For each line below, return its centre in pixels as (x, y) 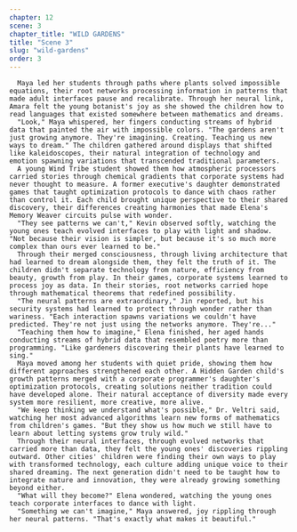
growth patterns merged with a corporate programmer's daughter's (135, 379)
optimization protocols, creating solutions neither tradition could (141, 387)
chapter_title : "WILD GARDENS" (67, 34)
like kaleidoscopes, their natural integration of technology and (135, 153)
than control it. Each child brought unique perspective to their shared (149, 200)
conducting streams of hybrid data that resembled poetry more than (139, 340)
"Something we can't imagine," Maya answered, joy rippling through (147, 512)
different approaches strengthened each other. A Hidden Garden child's (147, 371)
